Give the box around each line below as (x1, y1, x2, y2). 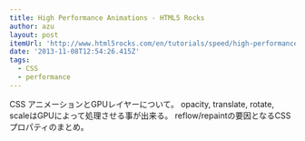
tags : (9, 55, 30, 65)
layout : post (9, 30, 59, 39)
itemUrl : (9, 38, 43, 48)
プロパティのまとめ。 (9, 121, 89, 132)
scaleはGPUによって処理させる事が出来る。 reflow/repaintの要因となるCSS (9, 110, 291, 121)
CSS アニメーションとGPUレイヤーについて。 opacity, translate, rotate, (9, 98, 275, 109)
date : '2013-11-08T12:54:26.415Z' (9, 47, 141, 56)
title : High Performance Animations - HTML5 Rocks (9, 13, 205, 23)
